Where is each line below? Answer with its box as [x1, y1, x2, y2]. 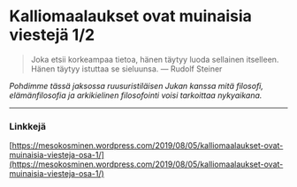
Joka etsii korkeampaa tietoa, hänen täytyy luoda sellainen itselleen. [30, 54, 279, 64]
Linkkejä [9, 120, 47, 132]
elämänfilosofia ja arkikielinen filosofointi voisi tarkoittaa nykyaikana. [9, 90, 263, 101]
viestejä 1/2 [9, 25, 95, 45]
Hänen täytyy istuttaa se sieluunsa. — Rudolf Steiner [30, 64, 223, 74]
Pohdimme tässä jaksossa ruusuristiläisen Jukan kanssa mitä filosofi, [9, 80, 263, 91]
